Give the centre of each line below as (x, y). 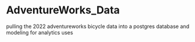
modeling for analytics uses (40, 32)
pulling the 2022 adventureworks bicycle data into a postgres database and (98, 26)
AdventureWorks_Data (63, 10)
